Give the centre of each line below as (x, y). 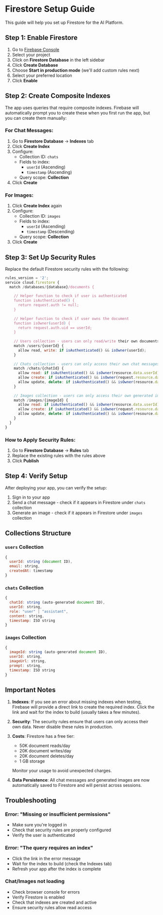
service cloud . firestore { (32, 282)
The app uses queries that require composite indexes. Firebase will (72, 108)
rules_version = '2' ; (27, 278)
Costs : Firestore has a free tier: (43, 736)
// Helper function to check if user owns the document (72, 318)
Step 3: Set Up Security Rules (50, 257)
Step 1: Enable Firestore (41, 38)
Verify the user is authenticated (43, 835)
